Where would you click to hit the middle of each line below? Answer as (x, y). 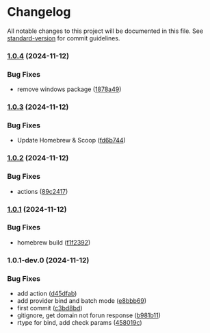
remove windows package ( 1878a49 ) (69, 89)
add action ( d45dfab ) (47, 294)
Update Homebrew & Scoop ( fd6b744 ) (71, 140)
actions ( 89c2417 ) (42, 191)
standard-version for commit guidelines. (64, 38)
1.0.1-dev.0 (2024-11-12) (48, 260)
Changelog (39, 12)
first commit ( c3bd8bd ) (50, 308)
